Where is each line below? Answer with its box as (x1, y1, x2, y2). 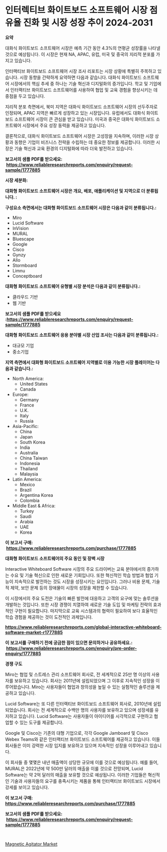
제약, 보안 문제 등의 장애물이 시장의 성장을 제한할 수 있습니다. (10, 585, 128, 591)
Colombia (19, 497, 40, 503)
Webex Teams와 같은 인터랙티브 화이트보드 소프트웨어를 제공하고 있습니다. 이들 (5, 736, 161, 742)
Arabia (19, 518, 34, 524)
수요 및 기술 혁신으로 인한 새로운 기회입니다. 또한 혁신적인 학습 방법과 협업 (10, 572, 154, 578)
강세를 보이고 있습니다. (5, 784, 49, 790)
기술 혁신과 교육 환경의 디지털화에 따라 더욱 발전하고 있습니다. (14, 145, 134, 151)
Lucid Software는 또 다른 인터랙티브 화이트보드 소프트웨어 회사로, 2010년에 (5, 700, 153, 706)
